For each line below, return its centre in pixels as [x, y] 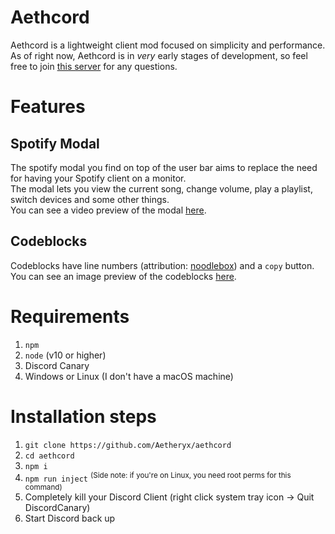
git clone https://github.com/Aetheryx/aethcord [128, 445]
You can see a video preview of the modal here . [108, 210]
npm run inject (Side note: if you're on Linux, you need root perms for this [158, 477]
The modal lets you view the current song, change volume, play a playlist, [161, 188]
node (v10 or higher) [65, 355]
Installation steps [83, 416]
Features [48, 107]
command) [43, 487]
